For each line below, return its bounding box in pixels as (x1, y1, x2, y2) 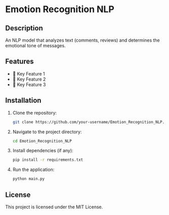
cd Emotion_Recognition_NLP (12, 138, 72, 144)
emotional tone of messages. (5, 43, 66, 49)
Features (5, 57, 34, 66)
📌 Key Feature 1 (12, 70, 46, 77)
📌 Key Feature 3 (12, 81, 46, 87)
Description (5, 24, 43, 32)
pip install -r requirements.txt (12, 157, 83, 163)
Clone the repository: (12, 110, 57, 116)
